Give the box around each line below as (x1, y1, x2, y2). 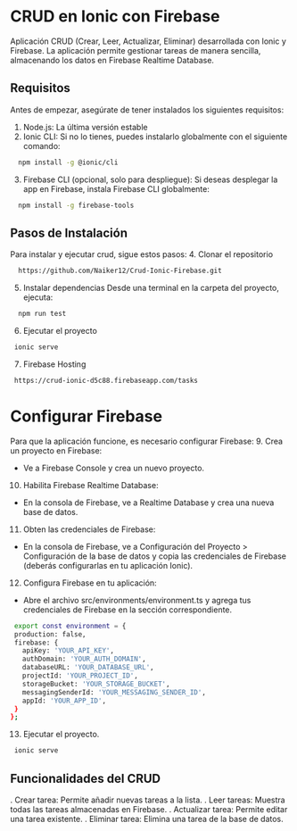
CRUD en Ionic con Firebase (10, 6, 221, 27)
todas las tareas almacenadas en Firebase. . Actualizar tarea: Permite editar (10, 803, 288, 814)
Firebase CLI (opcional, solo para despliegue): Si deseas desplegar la (22, 174, 278, 185)
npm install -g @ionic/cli (18, 158, 119, 167)
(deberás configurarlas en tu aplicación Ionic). (22, 560, 194, 570)
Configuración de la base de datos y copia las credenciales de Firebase (22, 551, 286, 561)
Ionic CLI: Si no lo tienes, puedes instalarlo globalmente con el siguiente (22, 131, 288, 142)
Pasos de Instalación (10, 225, 128, 240)
